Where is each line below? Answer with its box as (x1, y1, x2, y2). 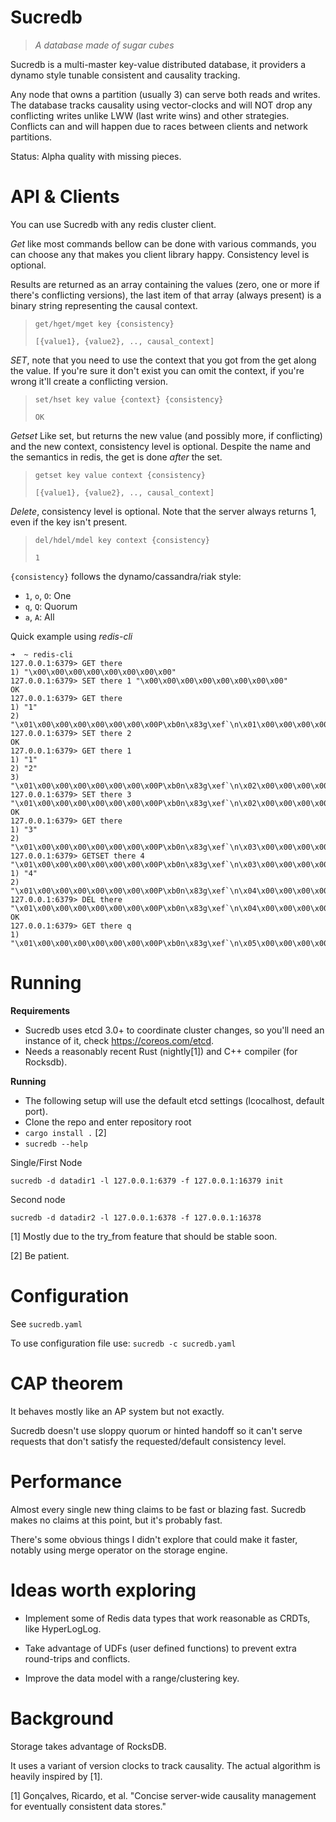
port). (24, 1105, 48, 1117)
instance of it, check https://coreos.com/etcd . (24, 1034, 215, 1046)
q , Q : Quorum (24, 600, 78, 612)
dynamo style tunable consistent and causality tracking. (10, 69, 241, 81)
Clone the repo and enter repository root (24, 1116, 192, 1128)
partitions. (10, 131, 53, 143)
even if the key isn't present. (10, 516, 128, 528)
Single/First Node (10, 1156, 83, 1168)
